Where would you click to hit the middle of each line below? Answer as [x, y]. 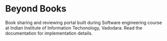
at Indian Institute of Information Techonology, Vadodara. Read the [74, 27]
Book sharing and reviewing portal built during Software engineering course [83, 22]
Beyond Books [36, 9]
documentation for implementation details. [49, 33]
